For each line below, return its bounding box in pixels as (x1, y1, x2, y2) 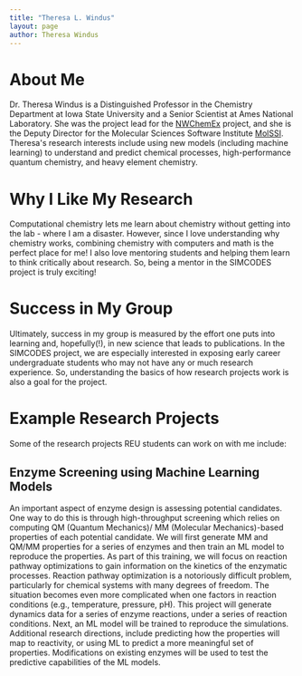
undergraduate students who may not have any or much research (9, 357, 254, 368)
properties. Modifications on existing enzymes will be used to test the (9, 647, 269, 658)
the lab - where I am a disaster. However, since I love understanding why (9, 228, 280, 239)
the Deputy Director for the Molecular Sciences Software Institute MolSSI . (9, 128, 284, 139)
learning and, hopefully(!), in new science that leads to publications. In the (9, 338, 286, 349)
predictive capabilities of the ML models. (9, 656, 161, 667)
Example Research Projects (9, 409, 220, 429)
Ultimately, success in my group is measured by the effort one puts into (9, 328, 276, 340)
